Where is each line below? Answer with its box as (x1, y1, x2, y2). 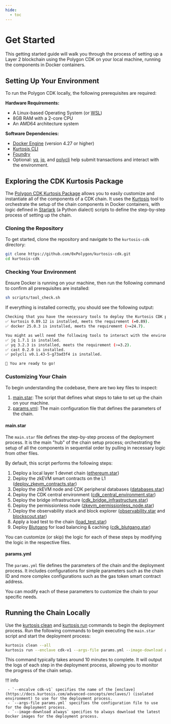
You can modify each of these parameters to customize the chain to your (5, 588, 159, 594)
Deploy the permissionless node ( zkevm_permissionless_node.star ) (12, 502, 154, 508)
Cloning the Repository (5, 225, 64, 232)
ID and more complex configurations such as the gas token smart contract (5, 573, 161, 579)
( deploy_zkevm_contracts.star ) (12, 480, 77, 487)
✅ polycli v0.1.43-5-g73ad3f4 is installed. (5, 352, 102, 357)
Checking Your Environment (5, 269, 76, 276)
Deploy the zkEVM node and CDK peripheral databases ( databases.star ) (12, 486, 164, 492)
